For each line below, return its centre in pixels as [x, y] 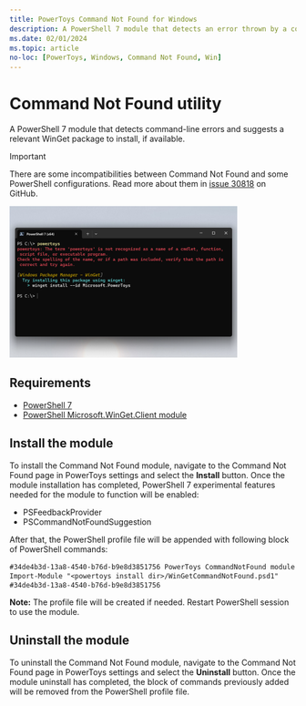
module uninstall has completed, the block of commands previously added [149, 681]
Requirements [50, 383]
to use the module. [45, 611]
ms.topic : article [44, 48]
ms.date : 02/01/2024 [49, 38]
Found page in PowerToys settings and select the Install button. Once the [147, 475]
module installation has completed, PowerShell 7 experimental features [143, 485]
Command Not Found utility [116, 104]
